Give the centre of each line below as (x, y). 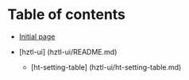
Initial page (37, 36)
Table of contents (67, 15)
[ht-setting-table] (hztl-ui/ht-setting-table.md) (106, 67)
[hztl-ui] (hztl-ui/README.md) (68, 51)
